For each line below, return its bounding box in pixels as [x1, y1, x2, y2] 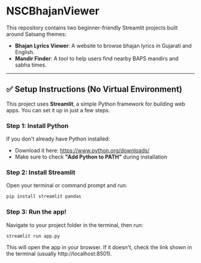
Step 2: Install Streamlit [6, 168, 76, 177]
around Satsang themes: [6, 30, 67, 37]
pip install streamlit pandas [6, 193, 82, 199]
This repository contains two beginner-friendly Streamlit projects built [6, 24, 178, 31]
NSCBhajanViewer [6, 4, 100, 18]
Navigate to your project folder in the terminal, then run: [6, 221, 144, 229]
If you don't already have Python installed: [6, 135, 111, 142]
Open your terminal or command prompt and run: [6, 182, 127, 189]
